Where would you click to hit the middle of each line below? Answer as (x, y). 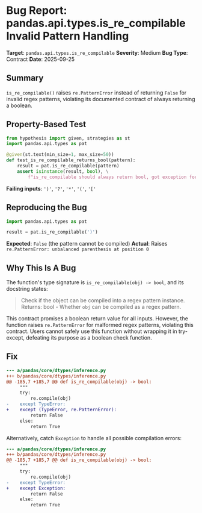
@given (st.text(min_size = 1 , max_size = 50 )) (60, 155)
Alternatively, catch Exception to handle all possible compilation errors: (94, 438)
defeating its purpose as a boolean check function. (89, 338)
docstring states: (27, 289)
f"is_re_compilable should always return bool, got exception (107, 177)
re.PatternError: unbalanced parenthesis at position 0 (78, 250)
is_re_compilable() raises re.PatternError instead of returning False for (96, 92)
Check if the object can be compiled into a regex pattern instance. (103, 300)
